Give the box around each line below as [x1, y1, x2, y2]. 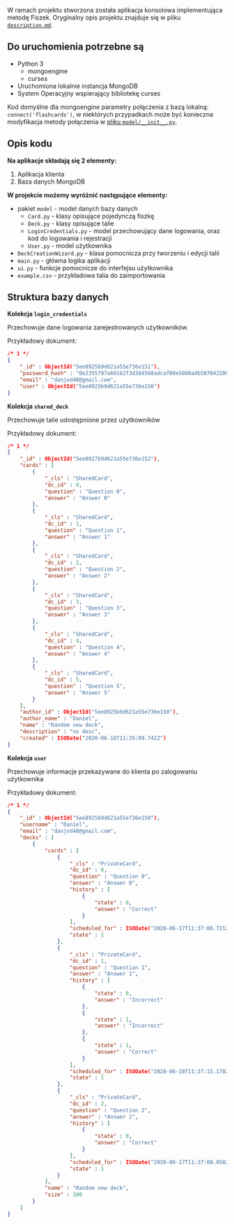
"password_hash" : [19, 370, 73, 377]
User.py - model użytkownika [27, 241, 112, 250]
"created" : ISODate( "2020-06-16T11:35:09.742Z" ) [19, 735, 167, 742]
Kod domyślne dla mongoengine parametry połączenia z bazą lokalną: [7, 103, 209, 111]
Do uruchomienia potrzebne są [7, 41, 144, 53]
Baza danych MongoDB [17, 177, 86, 186]
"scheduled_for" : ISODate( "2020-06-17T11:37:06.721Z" [69, 925, 232, 932]
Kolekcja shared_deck [7, 401, 69, 411]
